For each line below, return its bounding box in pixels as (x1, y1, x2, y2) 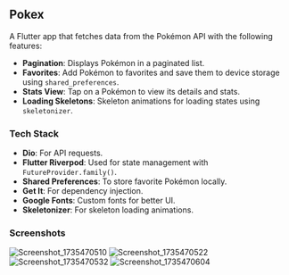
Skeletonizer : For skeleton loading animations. (21, 204, 194, 215)
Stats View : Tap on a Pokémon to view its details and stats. (21, 86, 241, 96)
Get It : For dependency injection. (21, 186, 144, 196)
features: (9, 40, 43, 51)
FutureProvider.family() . (21, 167, 118, 178)
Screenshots (9, 227, 66, 239)
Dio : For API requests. (21, 147, 103, 159)
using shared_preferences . (21, 76, 120, 87)
